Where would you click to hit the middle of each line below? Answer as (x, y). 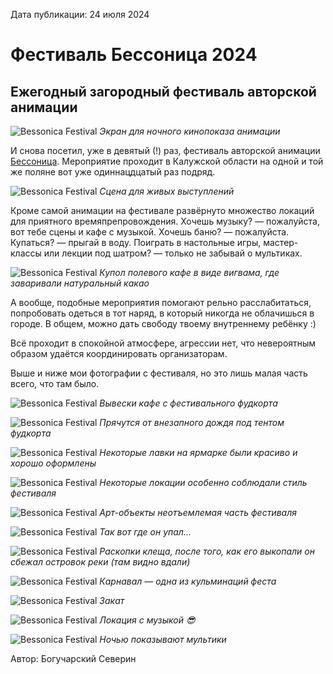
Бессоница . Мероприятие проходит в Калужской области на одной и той (167, 161)
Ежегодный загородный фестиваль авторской (163, 91)
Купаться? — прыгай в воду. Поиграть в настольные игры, (136, 242)
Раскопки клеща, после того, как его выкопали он (207, 551)
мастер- (281, 242)
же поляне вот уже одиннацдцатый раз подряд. (113, 172)
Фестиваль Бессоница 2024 (134, 55)
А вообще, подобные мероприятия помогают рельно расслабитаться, (161, 302)
